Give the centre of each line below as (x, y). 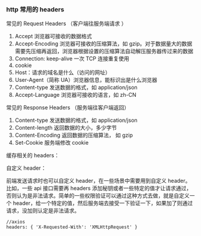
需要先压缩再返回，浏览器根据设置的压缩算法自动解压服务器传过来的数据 (104, 51)
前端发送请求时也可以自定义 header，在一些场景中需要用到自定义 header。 (98, 181)
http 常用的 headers (35, 9)
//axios (16, 222)
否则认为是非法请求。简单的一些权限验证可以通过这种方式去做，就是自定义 (98, 196)
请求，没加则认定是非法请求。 (43, 211)
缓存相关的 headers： (33, 155)
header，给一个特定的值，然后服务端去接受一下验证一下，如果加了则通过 (103, 203)
